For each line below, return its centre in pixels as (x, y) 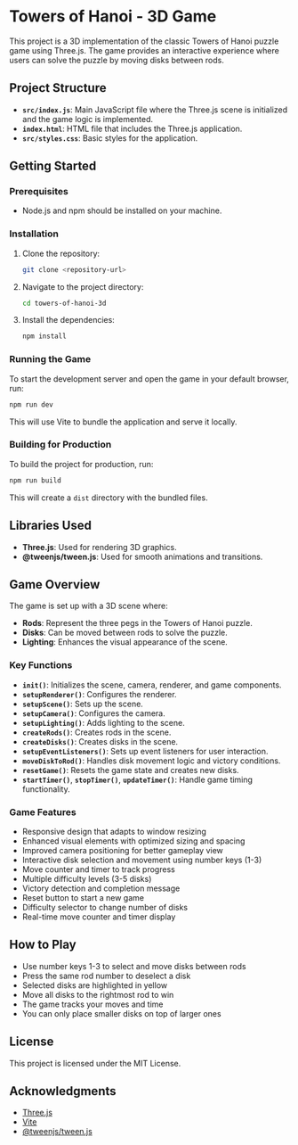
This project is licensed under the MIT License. (95, 1063)
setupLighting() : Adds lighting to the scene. (103, 722)
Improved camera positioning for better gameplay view (123, 850)
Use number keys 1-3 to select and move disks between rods (134, 966)
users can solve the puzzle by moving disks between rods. (117, 60)
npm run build (36, 480)
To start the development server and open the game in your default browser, (149, 379)
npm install (44, 336)
